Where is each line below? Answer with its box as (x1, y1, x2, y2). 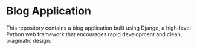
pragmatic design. (6, 37, 51, 44)
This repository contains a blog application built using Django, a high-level (6, 24, 192, 31)
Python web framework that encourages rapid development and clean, (6, 30, 182, 37)
